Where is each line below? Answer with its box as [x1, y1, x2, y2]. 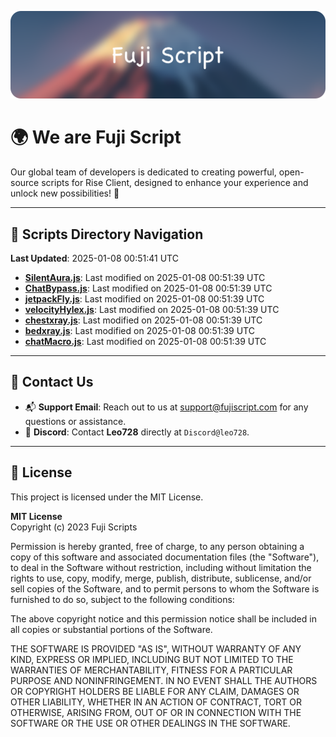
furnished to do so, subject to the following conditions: [10, 593, 235, 605]
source [10, 177, 40, 189]
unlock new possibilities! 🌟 [10, 187, 120, 200]
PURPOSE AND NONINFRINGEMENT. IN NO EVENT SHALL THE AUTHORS [10, 674, 318, 686]
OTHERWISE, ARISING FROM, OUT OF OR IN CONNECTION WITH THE [10, 706, 302, 718]
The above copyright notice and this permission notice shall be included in [10, 612, 317, 625]
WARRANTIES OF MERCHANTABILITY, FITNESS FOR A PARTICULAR [10, 664, 293, 676]
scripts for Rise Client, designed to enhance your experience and [41, 177, 309, 189]
